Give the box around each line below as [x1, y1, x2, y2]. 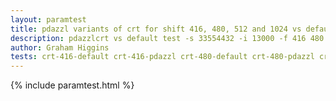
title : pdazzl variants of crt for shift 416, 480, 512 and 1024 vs [10, 24, 302, 34]
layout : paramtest [10, 14, 87, 25]
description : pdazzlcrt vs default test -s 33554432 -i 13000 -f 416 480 [10, 33, 325, 43]
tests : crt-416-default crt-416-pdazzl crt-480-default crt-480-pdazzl [10, 52, 315, 62]
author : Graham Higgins [10, 42, 110, 53]
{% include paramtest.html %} [10, 79, 135, 91]
